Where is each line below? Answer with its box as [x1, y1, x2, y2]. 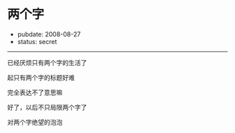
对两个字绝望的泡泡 [7, 118, 63, 126]
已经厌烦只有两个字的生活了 [7, 58, 87, 66]
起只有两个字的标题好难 [7, 73, 75, 81]
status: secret [17, 37, 57, 45]
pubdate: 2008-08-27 [17, 29, 81, 38]
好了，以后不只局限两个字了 [7, 103, 87, 111]
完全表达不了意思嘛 [7, 88, 63, 97]
